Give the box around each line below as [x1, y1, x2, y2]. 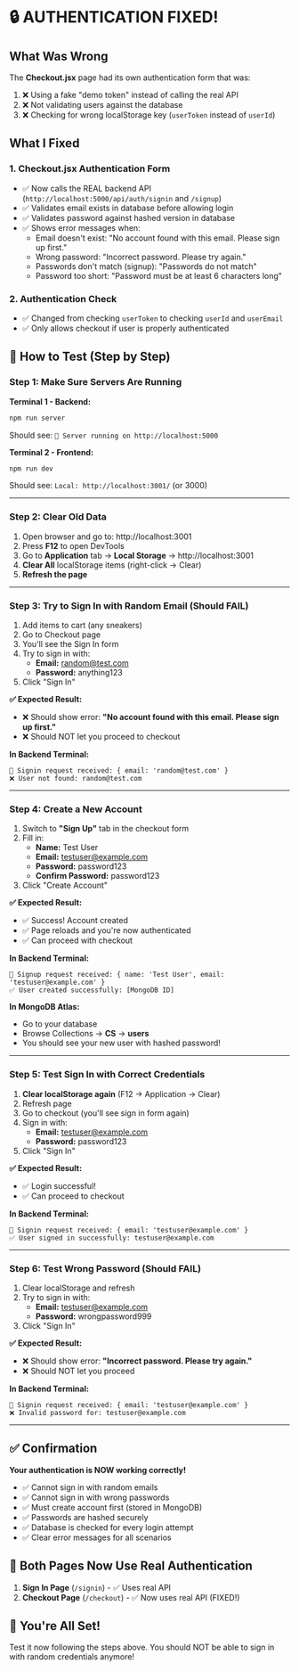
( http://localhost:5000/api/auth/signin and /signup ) [21, 192, 222, 203]
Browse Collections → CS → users [21, 1028, 149, 1039]
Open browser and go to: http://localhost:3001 [21, 531, 192, 542]
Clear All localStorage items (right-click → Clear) [21, 559, 202, 570]
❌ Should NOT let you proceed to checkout [21, 732, 181, 742]
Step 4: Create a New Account [9, 803, 142, 815]
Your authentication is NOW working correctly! [9, 1464, 187, 1475]
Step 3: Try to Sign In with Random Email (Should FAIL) [9, 599, 249, 611]
